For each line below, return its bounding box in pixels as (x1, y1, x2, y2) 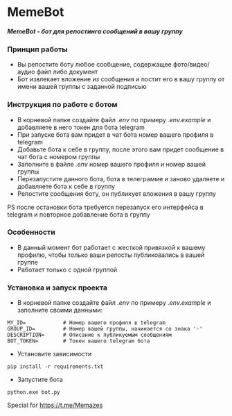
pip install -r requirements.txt (7, 363, 104, 370)
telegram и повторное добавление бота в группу (7, 210, 150, 219)
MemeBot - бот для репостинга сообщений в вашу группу (7, 27, 184, 35)
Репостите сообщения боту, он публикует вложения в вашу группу (17, 189, 217, 198)
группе (17, 258, 38, 266)
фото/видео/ (172, 60, 210, 69)
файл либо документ (36, 67, 98, 76)
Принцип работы (7, 44, 68, 54)
